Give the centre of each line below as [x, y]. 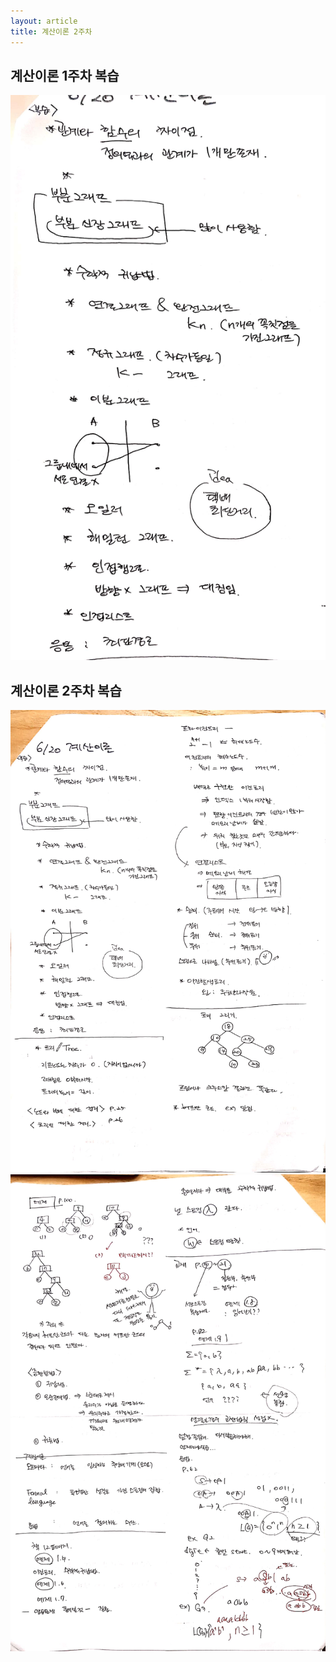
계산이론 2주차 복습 [66, 690]
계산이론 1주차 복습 [65, 75]
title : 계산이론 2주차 [51, 31]
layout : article [44, 21]
